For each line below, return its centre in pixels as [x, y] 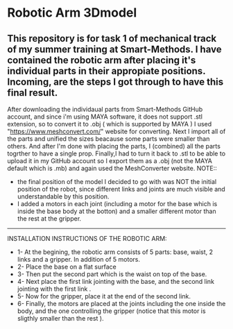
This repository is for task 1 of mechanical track [112, 39]
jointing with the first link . [54, 289]
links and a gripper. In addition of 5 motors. [79, 259]
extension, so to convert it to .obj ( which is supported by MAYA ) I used [110, 124]
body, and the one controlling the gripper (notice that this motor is [111, 311]
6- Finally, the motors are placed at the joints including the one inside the [121, 304]
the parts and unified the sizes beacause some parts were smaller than [109, 139]
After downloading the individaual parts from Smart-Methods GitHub [105, 109]
